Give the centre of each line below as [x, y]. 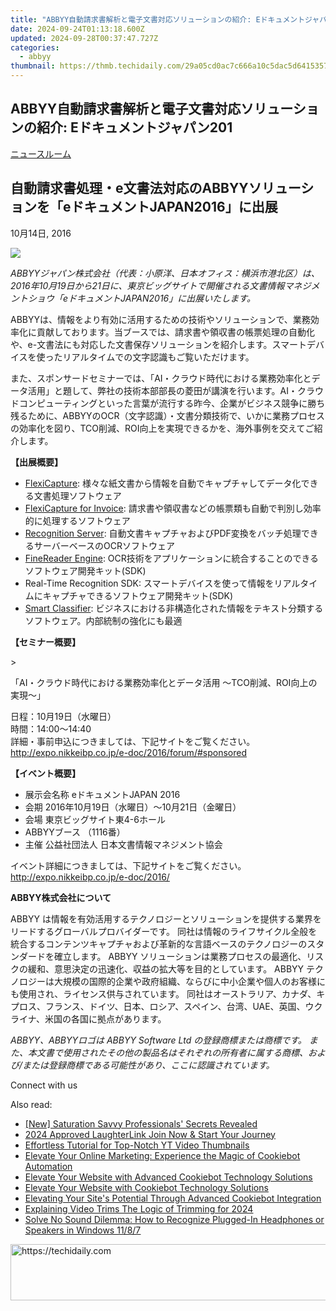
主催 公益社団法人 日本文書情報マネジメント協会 [123, 844]
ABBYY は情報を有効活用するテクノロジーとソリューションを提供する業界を [166, 918]
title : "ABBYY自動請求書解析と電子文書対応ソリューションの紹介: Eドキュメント [158, 19]
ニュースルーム [41, 153]
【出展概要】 [36, 462]
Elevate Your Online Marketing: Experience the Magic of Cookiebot [162, 1155]
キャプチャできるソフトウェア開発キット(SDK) [138, 595]
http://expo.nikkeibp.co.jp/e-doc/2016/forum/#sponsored [128, 752]
